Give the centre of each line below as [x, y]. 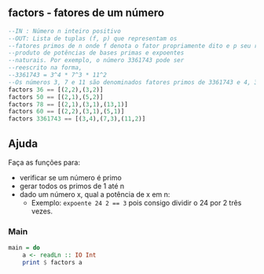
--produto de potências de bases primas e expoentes [96, 53]
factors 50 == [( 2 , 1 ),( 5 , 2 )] [56, 97]
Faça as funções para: [44, 162]
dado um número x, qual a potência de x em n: [95, 194]
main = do [24, 248]
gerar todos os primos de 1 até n [72, 186]
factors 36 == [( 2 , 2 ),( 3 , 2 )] [56, 90]
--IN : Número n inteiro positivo [65, 31]
